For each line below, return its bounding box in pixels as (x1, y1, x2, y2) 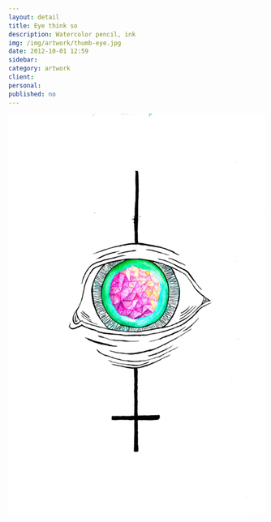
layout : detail (8, 13, 60, 21)
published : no (8, 90, 57, 98)
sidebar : (8, 56, 38, 64)
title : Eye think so (8, 21, 79, 30)
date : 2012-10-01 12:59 (8, 47, 89, 56)
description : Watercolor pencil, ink (8, 30, 136, 38)
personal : (8, 81, 42, 89)
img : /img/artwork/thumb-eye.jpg (8, 39, 122, 47)
